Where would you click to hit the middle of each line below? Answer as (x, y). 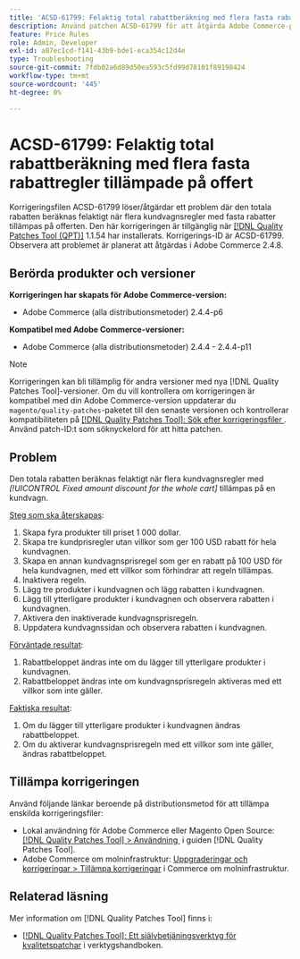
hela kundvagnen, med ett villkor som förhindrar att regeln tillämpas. (148, 571)
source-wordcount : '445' (55, 84)
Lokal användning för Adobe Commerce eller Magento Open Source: (148, 830)
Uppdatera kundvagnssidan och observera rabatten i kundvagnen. (145, 628)
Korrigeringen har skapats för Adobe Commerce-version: (118, 295)
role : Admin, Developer (54, 42)
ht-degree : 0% (36, 92)
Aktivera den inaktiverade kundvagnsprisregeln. (110, 618)
